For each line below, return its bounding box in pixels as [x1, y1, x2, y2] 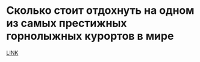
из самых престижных [6, 16, 128, 30]
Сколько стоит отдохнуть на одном [6, 4, 195, 17]
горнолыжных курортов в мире [6, 29, 174, 43]
